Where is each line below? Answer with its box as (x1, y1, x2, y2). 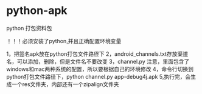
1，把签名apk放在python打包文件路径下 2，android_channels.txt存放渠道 (6, 50, 189, 58)
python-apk (6, 4, 68, 18)
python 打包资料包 (6, 24, 52, 32)
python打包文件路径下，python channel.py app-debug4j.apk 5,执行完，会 (6, 73, 191, 80)
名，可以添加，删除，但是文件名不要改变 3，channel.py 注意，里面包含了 (6, 58, 190, 65)
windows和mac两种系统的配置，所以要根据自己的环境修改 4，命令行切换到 (6, 65, 193, 73)
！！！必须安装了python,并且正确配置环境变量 (6, 37, 122, 44)
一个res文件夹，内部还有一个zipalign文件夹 (11, 80, 119, 88)
